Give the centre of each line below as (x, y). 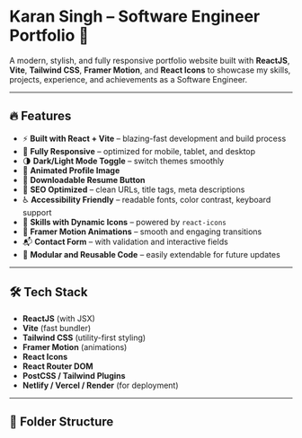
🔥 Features (40, 116)
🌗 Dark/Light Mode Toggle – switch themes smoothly (123, 161)
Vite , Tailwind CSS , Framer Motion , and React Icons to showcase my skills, (150, 70)
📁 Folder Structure (62, 421)
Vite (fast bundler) (57, 328)
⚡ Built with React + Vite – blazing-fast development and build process (154, 138)
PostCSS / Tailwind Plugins (74, 375)
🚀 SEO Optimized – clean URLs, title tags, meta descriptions (133, 189)
